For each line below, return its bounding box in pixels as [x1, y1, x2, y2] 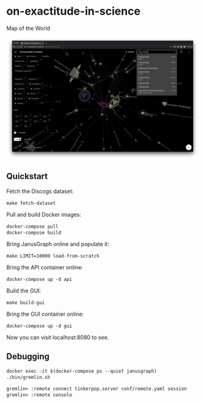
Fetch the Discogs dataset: [6, 187, 74, 195]
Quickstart [6, 171, 48, 182]
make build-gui [6, 299, 45, 305]
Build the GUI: [6, 286, 42, 294]
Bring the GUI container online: [6, 310, 84, 318]
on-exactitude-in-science [6, 4, 140, 18]
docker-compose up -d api [6, 276, 72, 282]
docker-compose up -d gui [6, 323, 72, 329]
